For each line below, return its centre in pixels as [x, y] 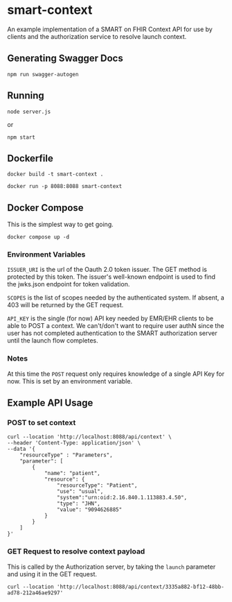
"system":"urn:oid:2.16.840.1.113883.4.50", [122, 498]
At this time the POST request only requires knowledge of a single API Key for [116, 374]
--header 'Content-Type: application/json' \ [74, 443]
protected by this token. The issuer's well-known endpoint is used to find [111, 277]
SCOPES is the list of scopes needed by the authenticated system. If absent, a [116, 298]
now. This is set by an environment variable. [70, 381]
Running [26, 96]
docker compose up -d [38, 237]
